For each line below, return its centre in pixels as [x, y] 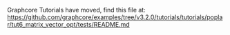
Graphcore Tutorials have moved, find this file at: [77, 10]
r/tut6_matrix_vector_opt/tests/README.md [68, 24]
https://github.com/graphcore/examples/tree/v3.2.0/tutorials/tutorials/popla [115, 17]
